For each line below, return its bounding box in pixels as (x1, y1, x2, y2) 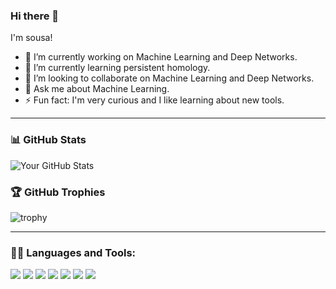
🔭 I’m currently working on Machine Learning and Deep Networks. (24, 51, 298, 63)
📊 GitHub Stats (10, 133, 87, 147)
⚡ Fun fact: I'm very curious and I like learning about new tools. (24, 94, 285, 106)
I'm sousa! (10, 32, 53, 44)
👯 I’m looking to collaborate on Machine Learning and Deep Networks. (24, 72, 315, 84)
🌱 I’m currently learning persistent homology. (24, 62, 211, 74)
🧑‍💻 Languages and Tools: (10, 245, 137, 259)
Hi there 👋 (10, 9, 60, 23)
